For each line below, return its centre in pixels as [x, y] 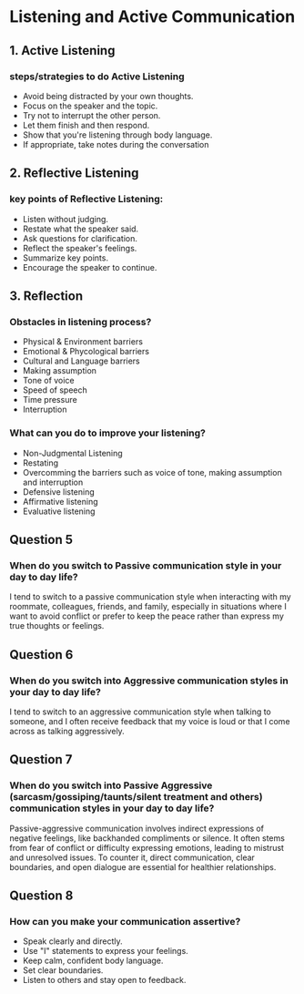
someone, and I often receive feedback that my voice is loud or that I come [150, 721]
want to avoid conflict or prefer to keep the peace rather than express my [147, 616]
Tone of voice [48, 381]
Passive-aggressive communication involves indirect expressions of [137, 828]
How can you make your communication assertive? [125, 921]
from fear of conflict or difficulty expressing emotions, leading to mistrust [147, 847]
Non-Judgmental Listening [72, 453]
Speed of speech [55, 390]
